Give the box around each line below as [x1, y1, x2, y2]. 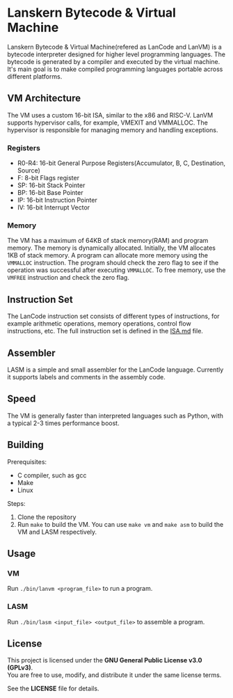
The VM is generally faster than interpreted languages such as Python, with [7, 411, 224, 420]
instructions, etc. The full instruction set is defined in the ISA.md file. [7, 327, 204, 335]
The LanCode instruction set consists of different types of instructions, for [7, 312, 220, 321]
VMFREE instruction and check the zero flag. [7, 273, 130, 282]
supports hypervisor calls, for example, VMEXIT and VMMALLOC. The [7, 118, 209, 127]
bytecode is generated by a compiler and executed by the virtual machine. [7, 57, 220, 65]
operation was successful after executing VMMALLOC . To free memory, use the [7, 266, 226, 274]
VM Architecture [7, 93, 81, 104]
